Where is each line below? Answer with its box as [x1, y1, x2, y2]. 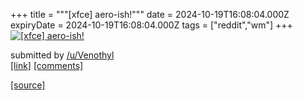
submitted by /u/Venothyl [10, 49, 115, 61]
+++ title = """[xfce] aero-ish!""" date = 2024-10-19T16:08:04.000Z [10, 9, 290, 20]
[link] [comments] [10, 60, 84, 71]
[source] [10, 79, 46, 91]
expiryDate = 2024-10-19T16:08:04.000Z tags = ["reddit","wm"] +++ [10, 19, 293, 31]
